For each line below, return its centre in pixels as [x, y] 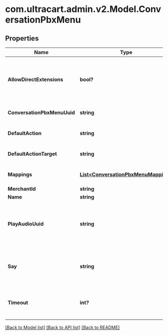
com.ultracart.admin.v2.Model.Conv [83, 9]
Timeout [18, 302]
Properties [22, 38]
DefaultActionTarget [32, 154]
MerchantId [22, 189]
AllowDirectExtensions [35, 79]
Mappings [20, 174]
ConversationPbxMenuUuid [41, 112]
